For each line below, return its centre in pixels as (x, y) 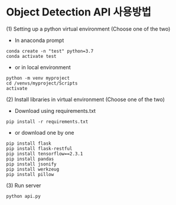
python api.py (24, 196)
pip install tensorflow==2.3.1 (45, 154)
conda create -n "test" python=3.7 (50, 51)
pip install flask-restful (39, 148)
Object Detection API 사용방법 (79, 12)
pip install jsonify (32, 164)
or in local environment (43, 67)
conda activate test (32, 56)
